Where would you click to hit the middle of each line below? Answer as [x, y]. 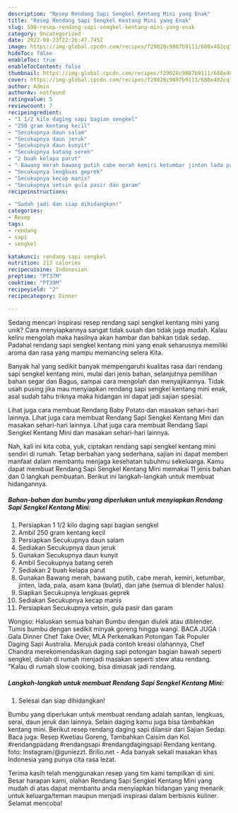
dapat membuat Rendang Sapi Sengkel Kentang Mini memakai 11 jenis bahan [120, 468]
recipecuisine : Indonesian [48, 270]
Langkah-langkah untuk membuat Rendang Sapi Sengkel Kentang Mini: [116, 683]
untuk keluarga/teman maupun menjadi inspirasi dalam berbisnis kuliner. [113, 796]
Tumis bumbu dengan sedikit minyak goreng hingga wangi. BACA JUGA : [114, 629]
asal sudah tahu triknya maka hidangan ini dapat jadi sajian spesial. [106, 396]
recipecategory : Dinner [43, 296]
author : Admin [29, 86]
